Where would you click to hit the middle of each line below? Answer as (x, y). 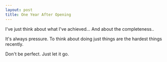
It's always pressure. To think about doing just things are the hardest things (84, 39)
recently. (14, 44)
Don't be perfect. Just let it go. (37, 54)
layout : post (19, 10)
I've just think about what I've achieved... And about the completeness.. (80, 29)
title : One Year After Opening (38, 15)
